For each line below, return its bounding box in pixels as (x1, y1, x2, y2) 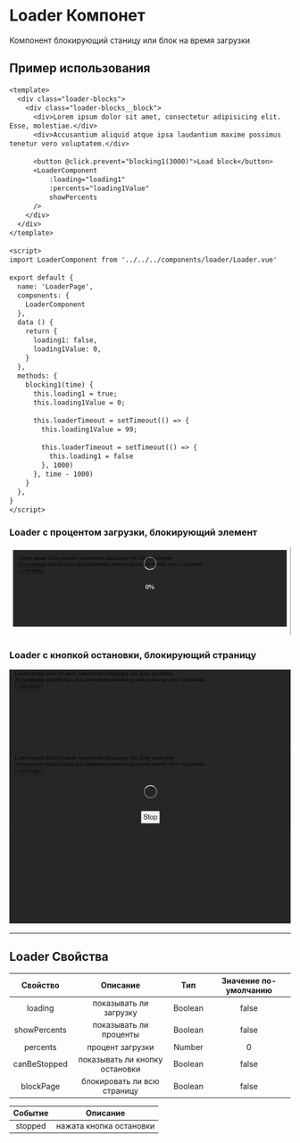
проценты (101, 1029, 140, 1040)
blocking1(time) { (25, 380, 94, 389)
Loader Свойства (9, 948, 109, 964)
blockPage (21, 1080, 61, 1091)
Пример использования (9, 61, 151, 76)
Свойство (21, 980, 60, 991)
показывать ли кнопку (78, 1054, 163, 1064)
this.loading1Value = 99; (41, 425, 138, 434)
